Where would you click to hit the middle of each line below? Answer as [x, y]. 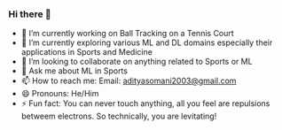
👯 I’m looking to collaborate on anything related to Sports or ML [137, 62]
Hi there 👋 [30, 14]
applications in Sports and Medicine [86, 52]
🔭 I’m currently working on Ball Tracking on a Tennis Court [127, 34]
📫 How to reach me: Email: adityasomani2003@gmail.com [129, 81]
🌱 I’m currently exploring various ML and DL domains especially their [147, 42]
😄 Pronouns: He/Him [60, 94]
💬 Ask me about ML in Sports [74, 71]
